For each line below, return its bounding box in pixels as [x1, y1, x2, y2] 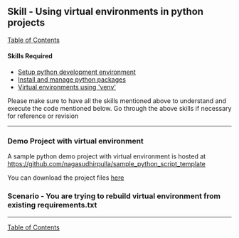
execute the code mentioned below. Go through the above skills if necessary [7, 104, 232, 113]
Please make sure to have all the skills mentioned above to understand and [7, 97, 226, 105]
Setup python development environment [17, 67, 137, 77]
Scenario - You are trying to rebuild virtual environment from [7, 191, 221, 201]
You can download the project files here [7, 173, 124, 182]
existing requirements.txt [7, 200, 97, 210]
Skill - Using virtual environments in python [7, 6, 204, 18]
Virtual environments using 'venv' [17, 83, 116, 92]
